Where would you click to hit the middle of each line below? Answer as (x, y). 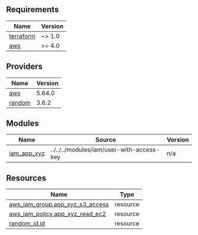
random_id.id (27, 224)
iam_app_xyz (27, 153)
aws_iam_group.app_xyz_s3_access (59, 204)
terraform (22, 36)
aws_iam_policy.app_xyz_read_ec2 (57, 214)
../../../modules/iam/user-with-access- (105, 150)
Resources (26, 178)
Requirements (32, 10)
